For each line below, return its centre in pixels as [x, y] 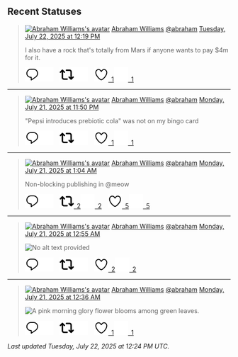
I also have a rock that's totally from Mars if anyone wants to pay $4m [126, 50]
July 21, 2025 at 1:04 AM [61, 170]
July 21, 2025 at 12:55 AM [62, 234]
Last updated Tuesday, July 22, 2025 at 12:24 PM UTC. [89, 346]
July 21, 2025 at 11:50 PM [62, 107]
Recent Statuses [45, 12]
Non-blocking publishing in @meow [77, 184]
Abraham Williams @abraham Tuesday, [168, 28]
